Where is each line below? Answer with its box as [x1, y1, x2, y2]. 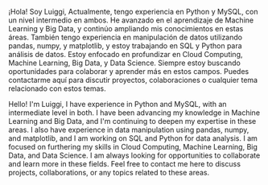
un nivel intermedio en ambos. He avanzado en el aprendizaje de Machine [8, 15, 254, 25]
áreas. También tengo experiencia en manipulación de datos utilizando [8, 32, 243, 42]
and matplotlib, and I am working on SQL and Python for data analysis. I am [8, 134, 258, 143]
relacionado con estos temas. [8, 84, 106, 93]
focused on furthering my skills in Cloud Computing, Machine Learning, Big [8, 142, 258, 151]
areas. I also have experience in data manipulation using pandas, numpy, [8, 125, 249, 134]
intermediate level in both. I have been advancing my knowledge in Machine [8, 108, 260, 117]
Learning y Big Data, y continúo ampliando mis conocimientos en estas [8, 24, 244, 33]
